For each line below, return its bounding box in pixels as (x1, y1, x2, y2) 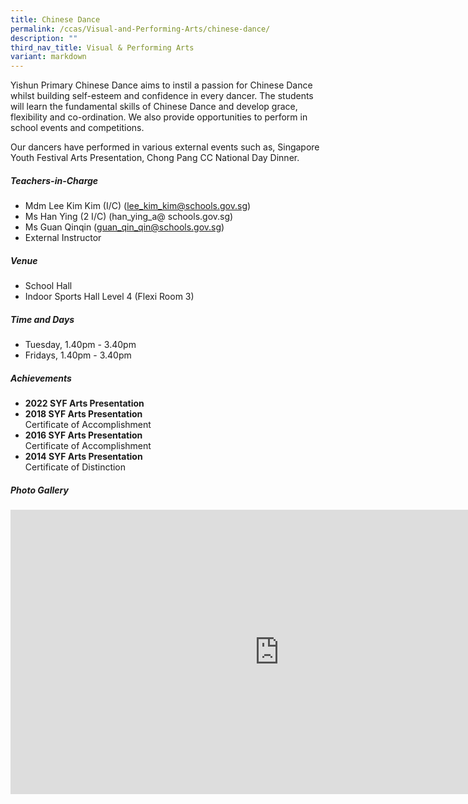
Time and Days (10, 313, 75, 325)
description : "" (10, 33, 78, 43)
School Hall (24, 280, 73, 292)
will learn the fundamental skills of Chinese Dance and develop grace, (10, 101, 298, 113)
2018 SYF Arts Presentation (24, 408, 143, 420)
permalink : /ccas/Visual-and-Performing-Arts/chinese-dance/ (10, 24, 271, 34)
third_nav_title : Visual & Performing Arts (10, 42, 195, 53)
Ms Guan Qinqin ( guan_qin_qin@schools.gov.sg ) (24, 221, 225, 233)
